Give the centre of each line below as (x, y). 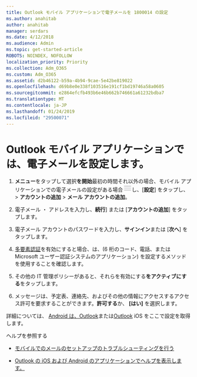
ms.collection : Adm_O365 (36, 68)
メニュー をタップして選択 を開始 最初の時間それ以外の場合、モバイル (97, 181)
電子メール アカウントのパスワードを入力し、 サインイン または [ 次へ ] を (101, 230)
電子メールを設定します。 (88, 164)
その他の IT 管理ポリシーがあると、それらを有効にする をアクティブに (98, 277)
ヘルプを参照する (27, 336)
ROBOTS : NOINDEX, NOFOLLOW (39, 56)
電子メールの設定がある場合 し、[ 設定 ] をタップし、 (122, 190)
